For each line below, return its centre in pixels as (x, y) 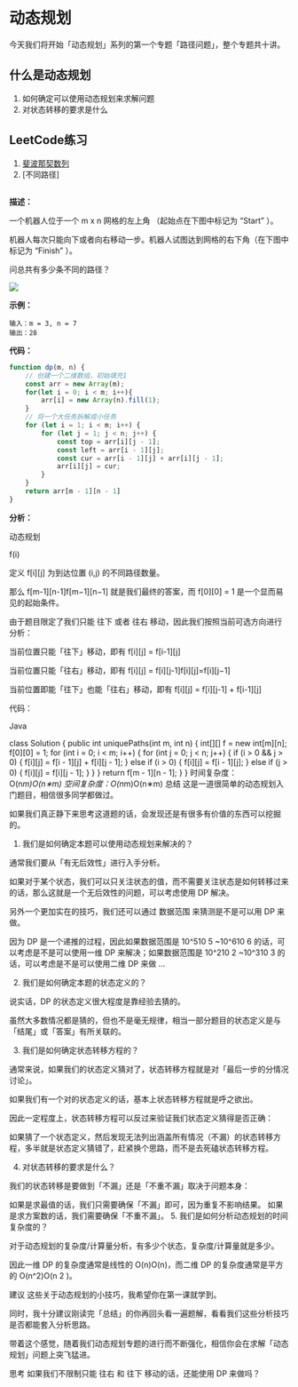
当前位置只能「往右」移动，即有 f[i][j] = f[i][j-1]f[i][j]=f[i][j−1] (120, 670)
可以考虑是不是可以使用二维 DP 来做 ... (95, 963)
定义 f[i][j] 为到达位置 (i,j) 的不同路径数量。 (87, 572)
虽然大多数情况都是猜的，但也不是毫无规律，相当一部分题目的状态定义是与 (145, 1020)
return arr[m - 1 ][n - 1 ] (73, 491)
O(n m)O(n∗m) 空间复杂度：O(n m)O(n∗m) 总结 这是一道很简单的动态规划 (143, 784)
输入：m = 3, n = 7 (43, 323)
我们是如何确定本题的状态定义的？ (84, 982)
